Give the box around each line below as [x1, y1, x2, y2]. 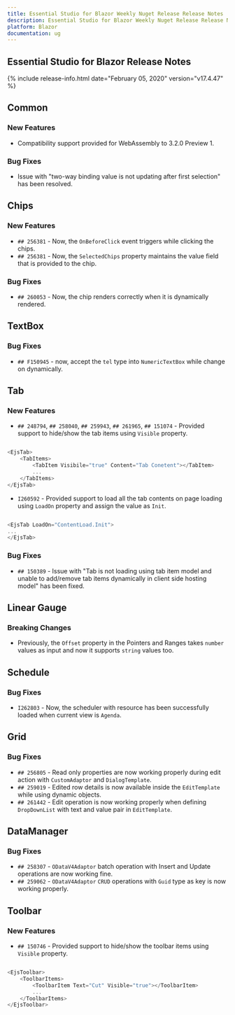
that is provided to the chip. [17, 259, 97, 267]
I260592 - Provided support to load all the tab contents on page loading [17, 494, 222, 503]
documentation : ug [7, 29, 61, 37]
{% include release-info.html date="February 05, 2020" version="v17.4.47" [7, 74, 224, 83]
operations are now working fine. [17, 869, 113, 878]
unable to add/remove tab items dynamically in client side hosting [17, 574, 207, 582]
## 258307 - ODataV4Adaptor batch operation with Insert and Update [17, 862, 211, 871]
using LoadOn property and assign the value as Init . [17, 501, 166, 510]
